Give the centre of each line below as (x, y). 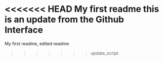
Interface (24, 30)
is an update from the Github (64, 19)
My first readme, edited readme (37, 43)
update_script (105, 53)
